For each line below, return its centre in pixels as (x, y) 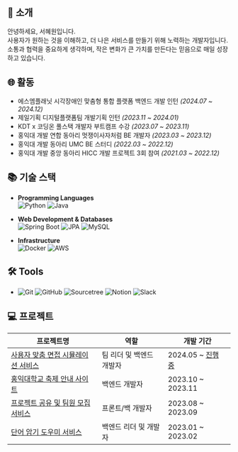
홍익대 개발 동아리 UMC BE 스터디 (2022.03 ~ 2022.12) (95, 144)
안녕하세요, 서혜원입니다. (41, 31)
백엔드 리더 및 (123, 427)
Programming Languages (56, 198)
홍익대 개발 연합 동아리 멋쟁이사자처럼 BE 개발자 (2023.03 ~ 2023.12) (114, 135)
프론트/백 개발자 (127, 409)
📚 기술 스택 (32, 177)
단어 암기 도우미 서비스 (47, 432)
